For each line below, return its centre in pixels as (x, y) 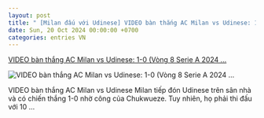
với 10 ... (22, 107)
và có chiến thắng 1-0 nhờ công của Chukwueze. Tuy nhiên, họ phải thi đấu (130, 98)
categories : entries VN (47, 37)
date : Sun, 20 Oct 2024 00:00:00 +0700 (73, 30)
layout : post (29, 15)
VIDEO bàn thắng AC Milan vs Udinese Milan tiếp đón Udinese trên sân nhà (130, 90)
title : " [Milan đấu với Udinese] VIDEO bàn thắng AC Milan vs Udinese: (130, 23)
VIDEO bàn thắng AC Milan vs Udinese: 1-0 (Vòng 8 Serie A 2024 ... (117, 60)
